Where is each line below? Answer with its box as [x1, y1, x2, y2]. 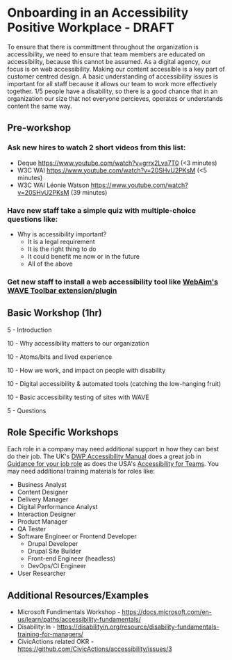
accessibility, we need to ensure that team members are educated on [7, 50, 206, 58]
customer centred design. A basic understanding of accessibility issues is [7, 72, 219, 81]
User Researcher [17, 569, 66, 578]
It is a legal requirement [27, 237, 95, 246]
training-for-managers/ [17, 630, 83, 638]
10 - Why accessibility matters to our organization [7, 339, 149, 347]
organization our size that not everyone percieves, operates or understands [7, 94, 224, 102]
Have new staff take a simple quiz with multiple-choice [7, 205, 197, 215]
